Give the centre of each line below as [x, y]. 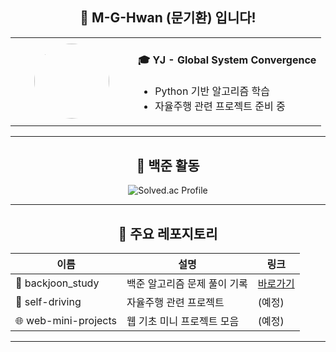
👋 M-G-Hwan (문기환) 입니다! [168, 18]
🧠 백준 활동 [168, 165]
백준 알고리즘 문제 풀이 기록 [187, 284]
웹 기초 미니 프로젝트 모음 [183, 321]
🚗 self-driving [48, 302]
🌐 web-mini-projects [66, 321]
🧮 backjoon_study [57, 283]
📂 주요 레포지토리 [168, 233]
